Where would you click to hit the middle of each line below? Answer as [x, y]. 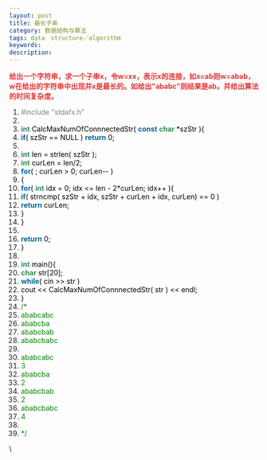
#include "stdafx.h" [53, 112]
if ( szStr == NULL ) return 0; [67, 137]
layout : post [31, 16]
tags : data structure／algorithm [65, 38]
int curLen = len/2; [51, 163]
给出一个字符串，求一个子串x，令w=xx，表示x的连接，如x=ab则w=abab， [132, 76]
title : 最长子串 [33, 23]
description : [31, 53]
